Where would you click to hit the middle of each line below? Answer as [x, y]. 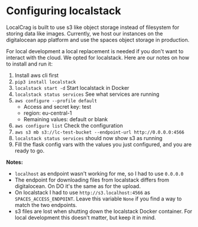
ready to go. [30, 150]
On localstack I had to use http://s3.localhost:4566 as [82, 192]
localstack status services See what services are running [87, 94]
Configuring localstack [64, 11]
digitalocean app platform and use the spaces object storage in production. [98, 40]
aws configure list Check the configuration [69, 125]
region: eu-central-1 [48, 113]
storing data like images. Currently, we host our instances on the [85, 33]
